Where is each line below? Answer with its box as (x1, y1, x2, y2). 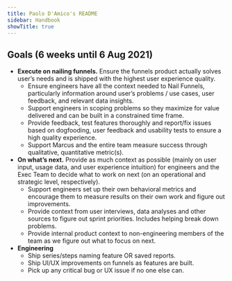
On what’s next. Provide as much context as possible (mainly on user (17, 155, 217, 164)
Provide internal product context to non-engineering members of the (27, 230, 224, 238)
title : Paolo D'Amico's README (7, 10, 98, 17)
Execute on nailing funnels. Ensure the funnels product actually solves (17, 67, 222, 76)
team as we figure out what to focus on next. (27, 237, 156, 245)
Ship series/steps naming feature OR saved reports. (27, 251, 176, 260)
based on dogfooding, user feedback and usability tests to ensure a (27, 126, 222, 135)
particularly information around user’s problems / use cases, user (27, 90, 215, 98)
